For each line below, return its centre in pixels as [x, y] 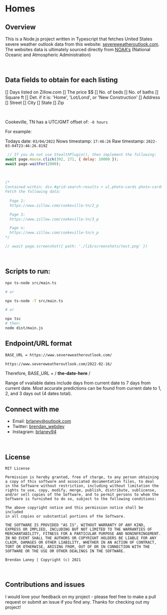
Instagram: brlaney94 [34, 432]
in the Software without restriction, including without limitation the [82, 486]
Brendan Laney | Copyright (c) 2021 [43, 560]
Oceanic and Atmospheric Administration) [48, 55]
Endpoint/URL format [39, 344]
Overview [21, 27]
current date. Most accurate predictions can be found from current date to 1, [83, 388]
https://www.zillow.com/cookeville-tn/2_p [54, 205]
